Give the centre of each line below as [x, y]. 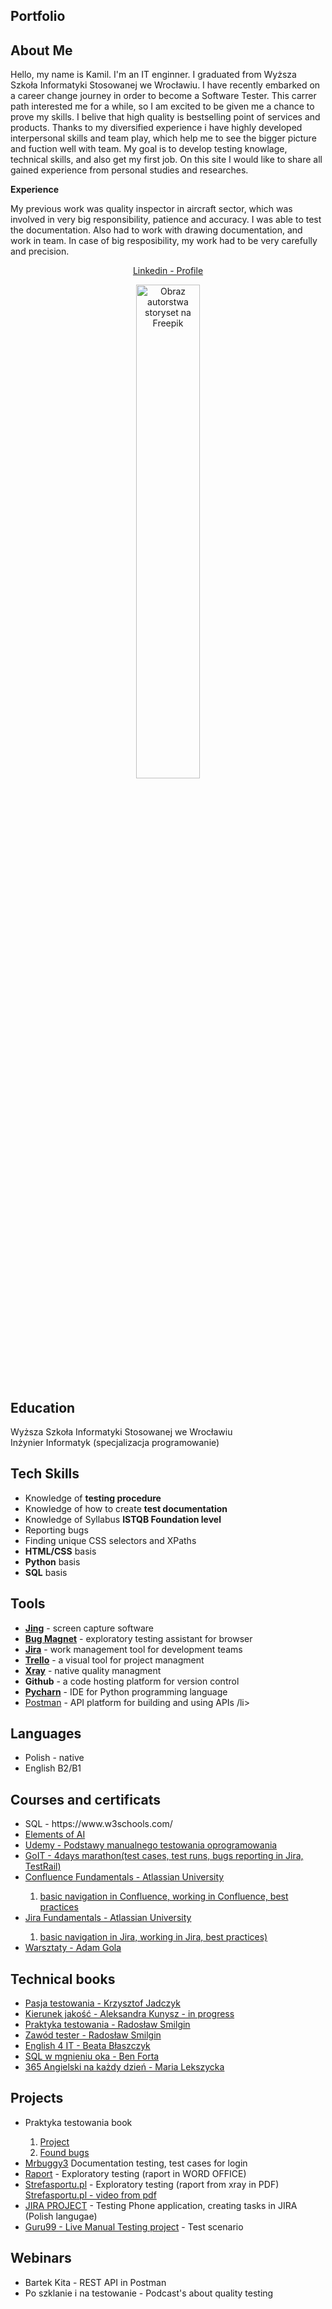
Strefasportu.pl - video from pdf [90, 2195]
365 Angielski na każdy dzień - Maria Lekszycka [124, 2067]
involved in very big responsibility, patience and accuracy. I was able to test [166, 220]
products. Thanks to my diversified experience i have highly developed [156, 128]
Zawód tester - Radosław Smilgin [93, 2035]
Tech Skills [45, 1474]
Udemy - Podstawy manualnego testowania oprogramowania [151, 1845]
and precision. [40, 251]
